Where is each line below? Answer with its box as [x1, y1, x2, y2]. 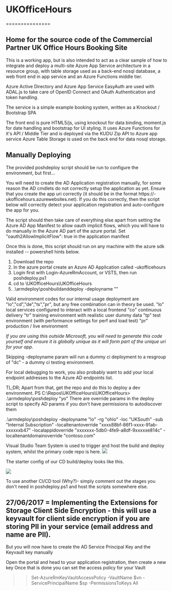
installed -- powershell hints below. [6, 249, 80, 255]
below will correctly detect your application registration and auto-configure [6, 201, 164, 208]
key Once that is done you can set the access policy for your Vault [6, 565, 145, 571]
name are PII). [6, 530, 51, 539]
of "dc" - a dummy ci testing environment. [6, 359, 95, 365]
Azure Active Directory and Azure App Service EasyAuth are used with [6, 83, 155, 89]
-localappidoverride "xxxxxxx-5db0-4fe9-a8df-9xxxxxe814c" [32, 427, 163, 433]
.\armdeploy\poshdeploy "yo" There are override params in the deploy [6, 395, 155, 401]
